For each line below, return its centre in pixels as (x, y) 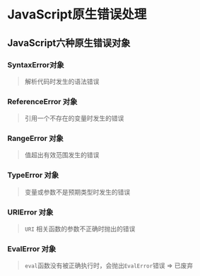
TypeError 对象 (33, 176)
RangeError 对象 (35, 139)
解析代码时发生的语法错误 (62, 81)
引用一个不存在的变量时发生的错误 (74, 118)
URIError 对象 (30, 212)
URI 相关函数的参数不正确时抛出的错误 (80, 229)
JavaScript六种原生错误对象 (69, 43)
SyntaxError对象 (36, 64)
